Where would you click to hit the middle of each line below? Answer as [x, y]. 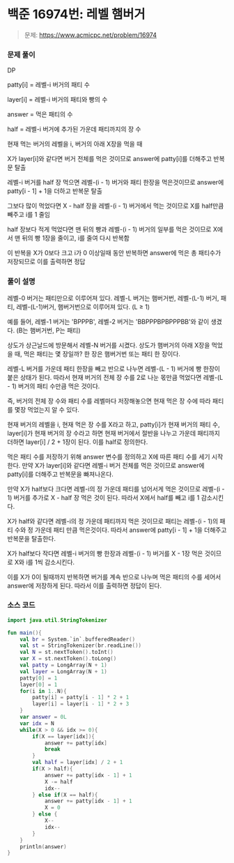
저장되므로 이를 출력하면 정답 [46, 261]
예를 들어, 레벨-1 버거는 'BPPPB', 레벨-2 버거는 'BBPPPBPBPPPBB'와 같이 [108, 321]
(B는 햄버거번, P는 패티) [49, 330]
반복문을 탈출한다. [32, 538]
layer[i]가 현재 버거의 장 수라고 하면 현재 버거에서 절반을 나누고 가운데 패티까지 [114, 433]
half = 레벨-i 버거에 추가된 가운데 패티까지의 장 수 [74, 129]
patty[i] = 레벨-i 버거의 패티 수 [49, 85]
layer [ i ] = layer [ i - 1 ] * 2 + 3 [81, 704]
